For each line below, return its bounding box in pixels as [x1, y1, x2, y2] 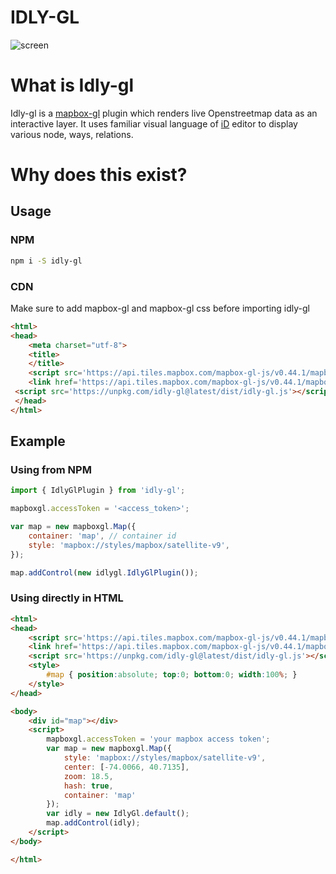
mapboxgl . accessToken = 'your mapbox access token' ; [46, 734, 271, 745]
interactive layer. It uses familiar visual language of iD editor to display [10, 117, 298, 130]
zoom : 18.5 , [63, 771, 114, 781]
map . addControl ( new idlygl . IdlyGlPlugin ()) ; [10, 567, 199, 578]
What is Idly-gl [10, 74, 135, 97]
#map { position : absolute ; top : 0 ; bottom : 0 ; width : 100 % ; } [46, 670, 298, 680]
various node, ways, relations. [10, 128, 134, 140]
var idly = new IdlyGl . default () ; [46, 809, 190, 819]
